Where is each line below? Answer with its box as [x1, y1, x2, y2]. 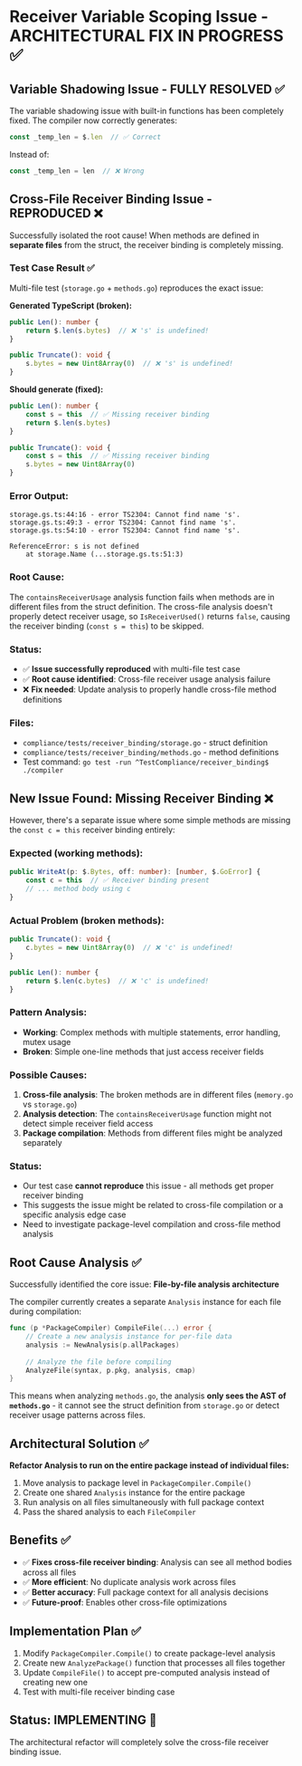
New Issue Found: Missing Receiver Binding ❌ [9, 791, 274, 806]
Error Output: [9, 490, 70, 503]
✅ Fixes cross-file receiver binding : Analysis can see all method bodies [22, 1556, 292, 1568]
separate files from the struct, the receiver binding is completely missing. [9, 239, 284, 250]
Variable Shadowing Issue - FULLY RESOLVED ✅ [9, 82, 286, 97]
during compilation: [9, 1306, 81, 1317]
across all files [22, 1567, 77, 1578]
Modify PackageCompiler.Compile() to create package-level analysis [22, 1647, 276, 1658]
